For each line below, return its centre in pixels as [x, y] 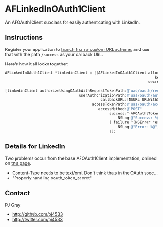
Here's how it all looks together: [37, 64]
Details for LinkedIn [35, 146]
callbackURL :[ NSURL [120, 100]
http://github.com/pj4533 [37, 214]
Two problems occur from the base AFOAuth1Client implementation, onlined [81, 158]
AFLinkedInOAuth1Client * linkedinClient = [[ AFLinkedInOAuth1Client [76, 73]
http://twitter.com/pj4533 [37, 219]
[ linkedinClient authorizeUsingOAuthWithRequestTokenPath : [66, 91]
